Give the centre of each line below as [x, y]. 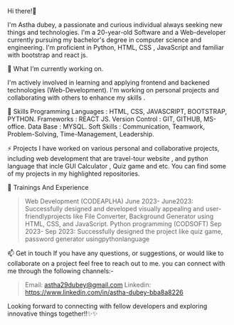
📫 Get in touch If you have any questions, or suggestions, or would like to [116, 253]
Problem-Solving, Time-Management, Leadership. [81, 134]
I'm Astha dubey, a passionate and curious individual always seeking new [115, 25]
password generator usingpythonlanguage [87, 239]
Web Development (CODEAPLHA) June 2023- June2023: [109, 201]
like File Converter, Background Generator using [143, 216]
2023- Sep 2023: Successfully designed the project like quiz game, [124, 231]
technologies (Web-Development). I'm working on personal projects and [113, 90]
